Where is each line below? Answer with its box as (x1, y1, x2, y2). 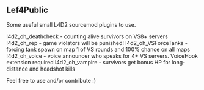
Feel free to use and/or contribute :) (6, 77, 97, 84)
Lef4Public (6, 5, 49, 15)
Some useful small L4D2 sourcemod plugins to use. (6, 21, 136, 28)
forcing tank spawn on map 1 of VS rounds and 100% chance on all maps (6, 46, 191, 53)
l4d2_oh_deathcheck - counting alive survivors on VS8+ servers (6, 33, 168, 40)
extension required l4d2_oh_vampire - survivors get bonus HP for (6, 58, 171, 66)
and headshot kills (29, 65, 75, 72)
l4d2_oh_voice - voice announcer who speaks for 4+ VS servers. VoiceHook (6, 52, 199, 60)
